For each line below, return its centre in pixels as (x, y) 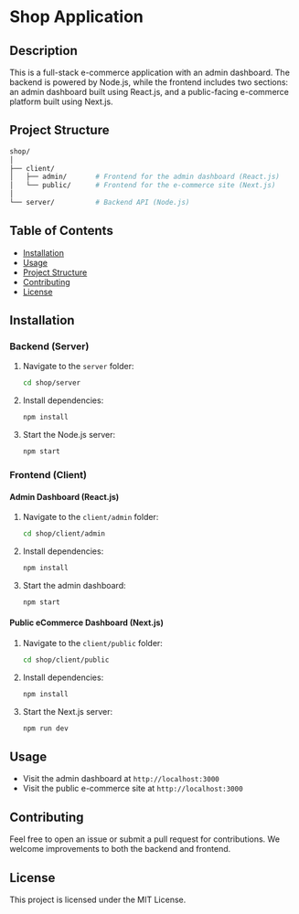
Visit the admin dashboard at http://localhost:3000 (121, 779)
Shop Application (77, 17)
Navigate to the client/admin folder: (91, 517)
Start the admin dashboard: (74, 585)
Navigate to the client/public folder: (92, 643)
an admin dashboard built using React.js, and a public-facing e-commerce (149, 92)
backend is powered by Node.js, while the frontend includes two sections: (149, 82)
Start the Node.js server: (69, 435)
